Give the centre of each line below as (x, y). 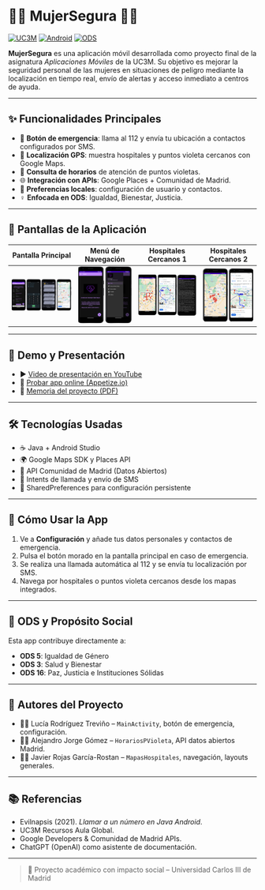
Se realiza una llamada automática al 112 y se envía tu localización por (133, 564)
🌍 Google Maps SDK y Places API (75, 459)
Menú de (105, 251)
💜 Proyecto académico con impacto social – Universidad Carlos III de (139, 870)
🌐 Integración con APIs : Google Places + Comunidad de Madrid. (125, 180)
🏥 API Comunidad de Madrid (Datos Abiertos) (93, 471)
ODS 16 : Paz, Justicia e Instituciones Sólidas (91, 672)
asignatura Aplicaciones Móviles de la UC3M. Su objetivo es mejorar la (123, 62)
